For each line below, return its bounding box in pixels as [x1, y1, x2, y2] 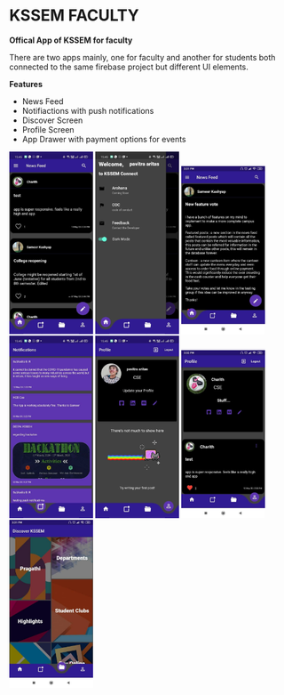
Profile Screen [21, 124, 75, 134]
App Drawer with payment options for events [21, 133, 186, 144]
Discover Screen [21, 115, 83, 125]
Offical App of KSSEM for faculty [9, 35, 133, 45]
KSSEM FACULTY [9, 5, 139, 26]
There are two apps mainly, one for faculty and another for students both [9, 52, 276, 62]
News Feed [21, 95, 64, 107]
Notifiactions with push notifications [21, 105, 154, 116]
